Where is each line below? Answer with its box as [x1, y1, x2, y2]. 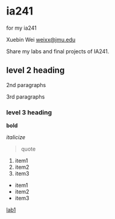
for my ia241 [6, 24, 37, 31]
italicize [6, 134, 26, 141]
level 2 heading [6, 65, 65, 76]
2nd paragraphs [6, 81, 46, 88]
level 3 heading [6, 108, 52, 116]
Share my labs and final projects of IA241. [6, 47, 110, 55]
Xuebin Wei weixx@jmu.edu [6, 36, 76, 43]
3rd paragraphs [6, 93, 45, 100]
